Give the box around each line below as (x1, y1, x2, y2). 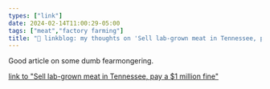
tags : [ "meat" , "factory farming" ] (8, 26, 125, 34)
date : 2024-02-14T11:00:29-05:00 (8, 19, 121, 27)
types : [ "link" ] (8, 11, 63, 20)
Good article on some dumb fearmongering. (8, 56, 154, 66)
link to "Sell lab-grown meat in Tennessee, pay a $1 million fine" (8, 71, 219, 81)
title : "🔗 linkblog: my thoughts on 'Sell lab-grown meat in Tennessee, (8, 34, 257, 42)
